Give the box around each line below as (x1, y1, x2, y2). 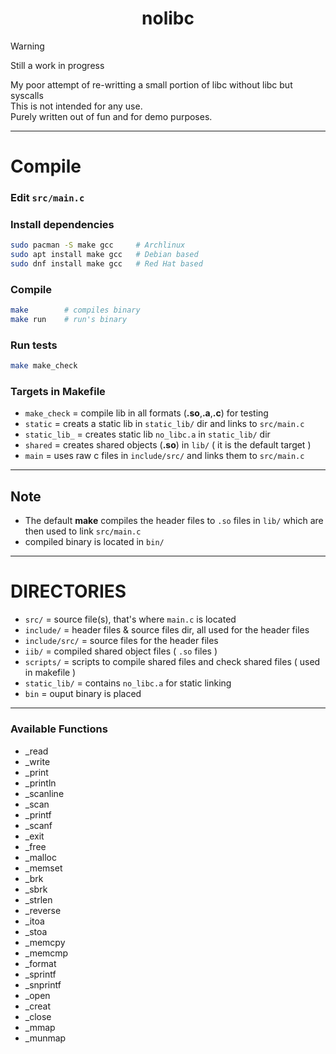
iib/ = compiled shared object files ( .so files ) (24, 645, 218, 657)
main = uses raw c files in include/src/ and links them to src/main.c (24, 450, 305, 462)
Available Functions (10, 722, 108, 736)
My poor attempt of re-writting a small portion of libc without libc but (10, 78, 293, 91)
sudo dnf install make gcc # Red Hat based (10, 259, 203, 269)
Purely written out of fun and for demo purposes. (10, 110, 213, 122)
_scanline (24, 787, 65, 799)
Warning (10, 40, 45, 52)
